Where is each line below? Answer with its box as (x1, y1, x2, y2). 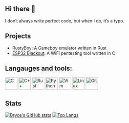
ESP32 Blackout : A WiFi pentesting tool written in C (12, 50, 116, 56)
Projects (5, 32, 31, 41)
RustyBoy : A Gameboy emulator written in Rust (12, 45, 107, 51)
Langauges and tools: (5, 64, 72, 73)
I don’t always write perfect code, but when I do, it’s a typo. (5, 18, 125, 23)
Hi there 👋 (5, 5, 36, 13)
